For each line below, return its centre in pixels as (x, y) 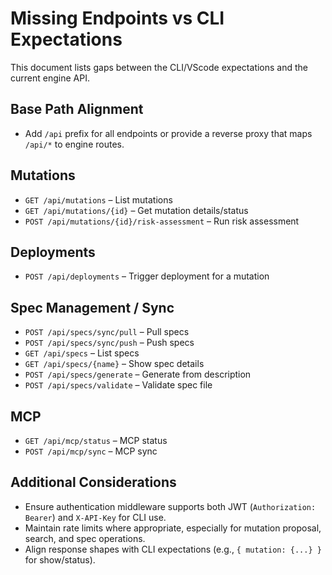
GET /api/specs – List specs (82, 353)
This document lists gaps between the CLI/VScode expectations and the (159, 67)
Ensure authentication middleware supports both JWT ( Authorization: (170, 506)
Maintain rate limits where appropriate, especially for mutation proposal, (173, 528)
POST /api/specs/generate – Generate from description (138, 374)
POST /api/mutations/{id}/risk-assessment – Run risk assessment (162, 221)
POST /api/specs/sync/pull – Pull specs (107, 332)
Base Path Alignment (77, 109)
